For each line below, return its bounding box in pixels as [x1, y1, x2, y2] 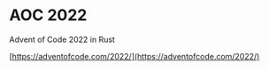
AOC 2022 [9, 5, 88, 25]
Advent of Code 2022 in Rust [9, 34, 115, 45]
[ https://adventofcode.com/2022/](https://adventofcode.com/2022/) [9, 51, 260, 61]
